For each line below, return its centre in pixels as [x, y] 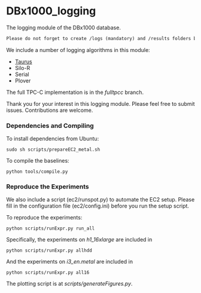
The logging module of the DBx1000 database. [64, 28]
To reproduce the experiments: [44, 218]
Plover [23, 80]
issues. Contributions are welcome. [50, 110]
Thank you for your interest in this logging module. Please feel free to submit [100, 103]
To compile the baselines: [38, 161]
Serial [22, 74]
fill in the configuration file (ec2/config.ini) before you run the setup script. [98, 206]
